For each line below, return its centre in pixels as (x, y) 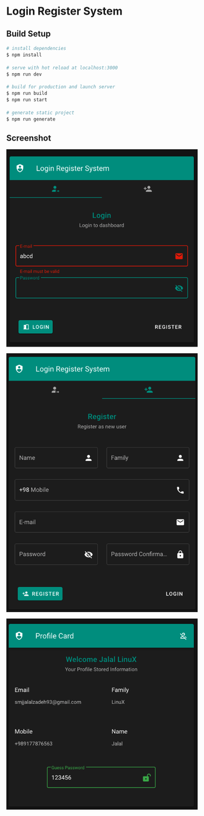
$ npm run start (27, 100)
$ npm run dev (24, 74)
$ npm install (24, 55)
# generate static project (40, 113)
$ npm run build (27, 93)
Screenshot (29, 138)
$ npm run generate (31, 119)
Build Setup (29, 34)
